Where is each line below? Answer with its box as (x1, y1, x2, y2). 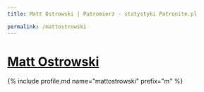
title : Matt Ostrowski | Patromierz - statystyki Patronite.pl (7, 10, 198, 18)
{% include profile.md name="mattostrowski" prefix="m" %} (7, 77, 184, 86)
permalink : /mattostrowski (7, 23, 87, 30)
